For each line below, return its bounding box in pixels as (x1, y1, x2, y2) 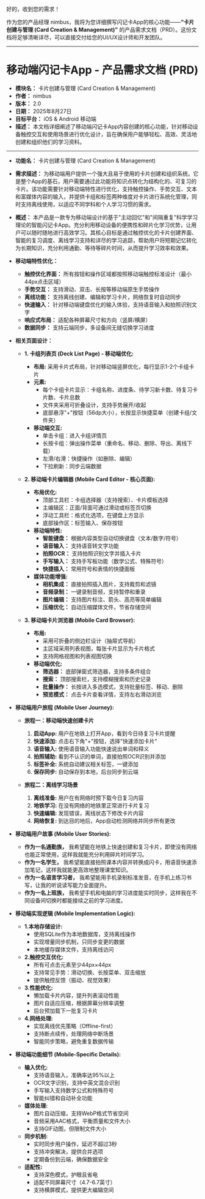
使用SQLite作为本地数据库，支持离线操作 (33, 930, 136, 937)
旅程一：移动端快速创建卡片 (24, 716, 95, 724)
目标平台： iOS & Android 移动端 (15, 115, 96, 123)
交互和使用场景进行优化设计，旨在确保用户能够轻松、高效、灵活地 (31, 130, 197, 138)
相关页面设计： (15, 336, 53, 344)
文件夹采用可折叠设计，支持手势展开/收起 (42, 401, 146, 409)
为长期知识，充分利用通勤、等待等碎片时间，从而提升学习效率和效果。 (15, 244, 192, 251)
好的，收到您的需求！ (6, 6, 60, 12)
